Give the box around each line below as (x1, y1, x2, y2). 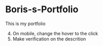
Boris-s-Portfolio (5, 4, 79, 15)
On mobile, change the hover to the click (12, 30, 98, 36)
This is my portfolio (5, 20, 46, 27)
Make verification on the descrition (12, 36, 86, 42)
